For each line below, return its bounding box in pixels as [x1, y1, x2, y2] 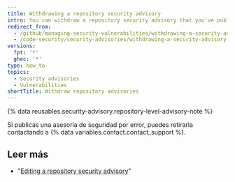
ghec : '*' [13, 56, 42, 63]
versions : [7, 43, 36, 50]
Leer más [7, 148, 49, 160]
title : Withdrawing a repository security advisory [7, 10, 161, 17]
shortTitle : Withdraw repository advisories [7, 88, 139, 95]
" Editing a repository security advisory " [17, 167, 131, 175]
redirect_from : [7, 23, 52, 30]
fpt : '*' [13, 50, 39, 56]
